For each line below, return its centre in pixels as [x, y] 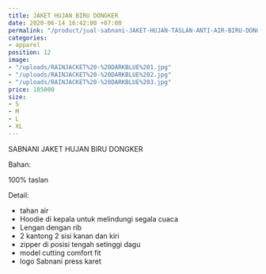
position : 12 [30, 52]
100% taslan [28, 179]
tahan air [34, 210]
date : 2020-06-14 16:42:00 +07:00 [65, 23]
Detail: [19, 195]
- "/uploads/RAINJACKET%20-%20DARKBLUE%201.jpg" [90, 68]
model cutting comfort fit [60, 253]
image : [19, 60]
